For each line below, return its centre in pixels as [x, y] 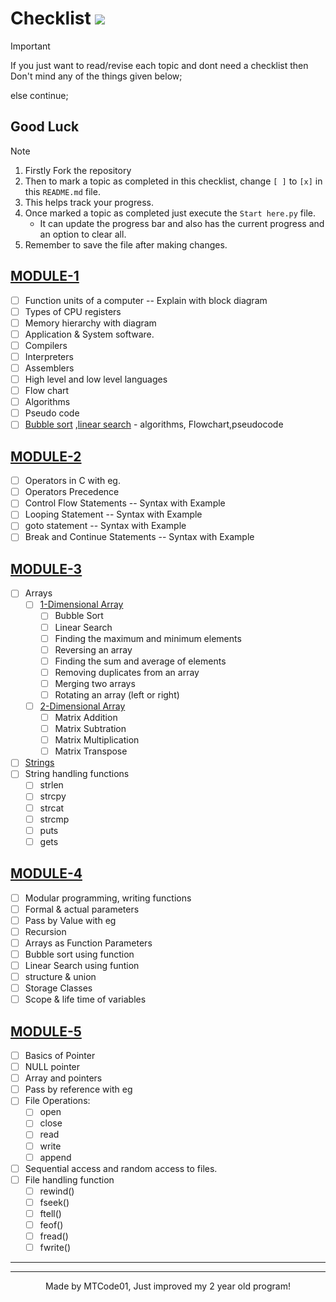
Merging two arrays [95, 683]
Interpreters [49, 356]
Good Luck [45, 127]
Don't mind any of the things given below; [96, 76]
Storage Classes [58, 988]
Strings [39, 763]
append [55, 1157]
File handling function [69, 1179]
